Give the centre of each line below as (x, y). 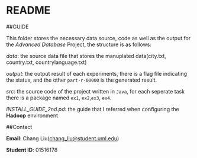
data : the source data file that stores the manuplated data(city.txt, (86, 56)
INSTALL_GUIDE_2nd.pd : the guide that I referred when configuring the (93, 109)
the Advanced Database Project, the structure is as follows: (79, 44)
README (28, 10)
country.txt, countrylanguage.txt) (46, 62)
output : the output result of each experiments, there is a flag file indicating (97, 73)
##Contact (19, 127)
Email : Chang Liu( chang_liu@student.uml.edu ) (63, 138)
